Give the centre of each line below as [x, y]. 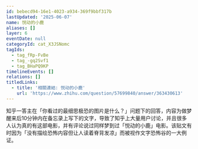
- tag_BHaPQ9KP [30, 66]
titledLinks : [22, 83]
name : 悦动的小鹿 [25, 22]
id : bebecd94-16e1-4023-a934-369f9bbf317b [59, 11]
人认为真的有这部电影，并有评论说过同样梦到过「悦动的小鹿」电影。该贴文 [96, 125]
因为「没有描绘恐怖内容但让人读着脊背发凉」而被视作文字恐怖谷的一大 [96, 133]
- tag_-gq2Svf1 [30, 60]
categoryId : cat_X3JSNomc [38, 45]
